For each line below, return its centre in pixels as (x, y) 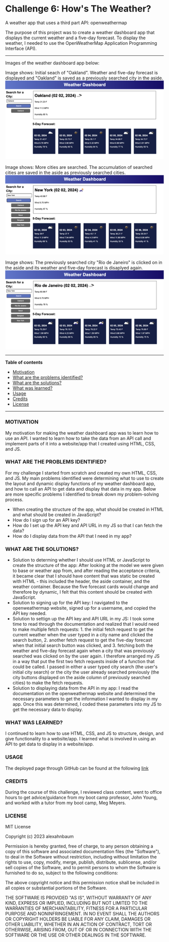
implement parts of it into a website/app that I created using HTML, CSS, (80, 443)
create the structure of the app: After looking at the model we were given (88, 566)
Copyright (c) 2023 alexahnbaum (39, 836)
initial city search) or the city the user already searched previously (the (86, 672)
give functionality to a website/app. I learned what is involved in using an (80, 739)
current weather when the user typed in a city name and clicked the (83, 635)
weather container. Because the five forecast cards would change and (85, 587)
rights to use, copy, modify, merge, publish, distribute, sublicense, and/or (81, 862)
